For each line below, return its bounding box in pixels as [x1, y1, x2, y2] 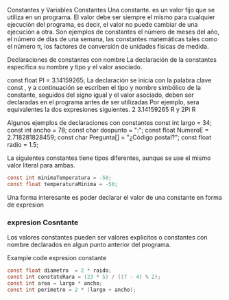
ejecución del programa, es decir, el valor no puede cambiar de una [7, 21, 198, 28]
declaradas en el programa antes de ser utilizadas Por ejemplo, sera [7, 98, 200, 106]
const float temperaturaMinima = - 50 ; [7, 181, 118, 187]
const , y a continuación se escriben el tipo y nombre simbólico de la [7, 84, 201, 91]
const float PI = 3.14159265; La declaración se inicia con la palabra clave [7, 76, 212, 84]
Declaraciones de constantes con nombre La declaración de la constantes [7, 56, 217, 64]
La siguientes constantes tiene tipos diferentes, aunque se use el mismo [7, 154, 211, 162]
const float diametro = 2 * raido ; [7, 267, 112, 274]
